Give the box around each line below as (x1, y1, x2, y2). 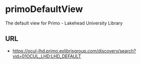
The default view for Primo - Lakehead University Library (5, 20, 123, 26)
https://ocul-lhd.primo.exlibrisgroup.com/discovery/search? (12, 47, 136, 53)
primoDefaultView (5, 3, 83, 15)
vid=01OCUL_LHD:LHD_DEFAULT (12, 53, 81, 59)
